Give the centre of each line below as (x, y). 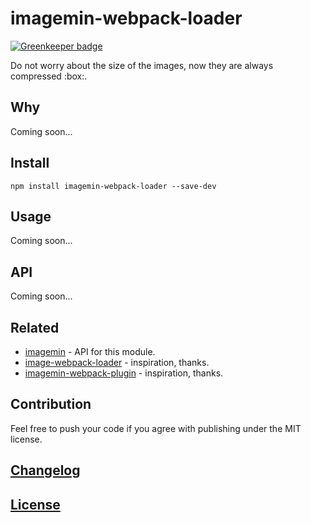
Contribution (51, 404)
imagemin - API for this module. (90, 351)
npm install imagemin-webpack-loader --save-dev (113, 186)
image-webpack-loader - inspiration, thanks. (117, 362)
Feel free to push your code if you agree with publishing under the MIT (156, 428)
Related (35, 327)
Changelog (45, 470)
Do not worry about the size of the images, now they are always (142, 65)
